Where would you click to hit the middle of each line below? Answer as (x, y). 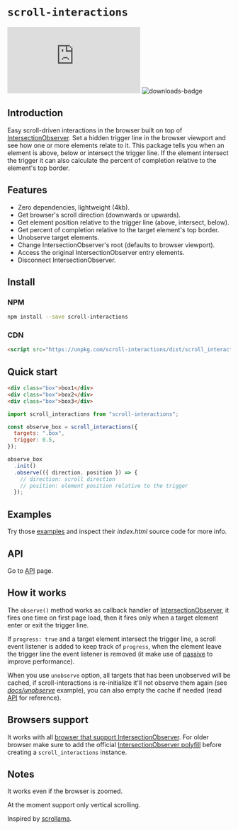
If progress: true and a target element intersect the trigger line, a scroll (112, 639)
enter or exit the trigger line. (48, 625)
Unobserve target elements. (58, 237)
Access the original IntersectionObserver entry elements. (101, 252)
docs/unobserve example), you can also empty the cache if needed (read (114, 690)
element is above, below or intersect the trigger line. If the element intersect (118, 153)
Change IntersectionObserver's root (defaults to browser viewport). (116, 245)
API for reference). (34, 698)
